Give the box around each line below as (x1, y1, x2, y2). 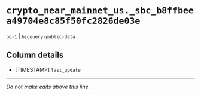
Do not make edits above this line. (6, 83, 90, 90)
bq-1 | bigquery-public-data (6, 32, 76, 40)
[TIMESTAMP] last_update (14, 66, 81, 73)
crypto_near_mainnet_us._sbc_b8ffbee (6, 5, 194, 16)
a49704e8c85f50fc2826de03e (6, 16, 141, 27)
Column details (6, 50, 64, 60)
